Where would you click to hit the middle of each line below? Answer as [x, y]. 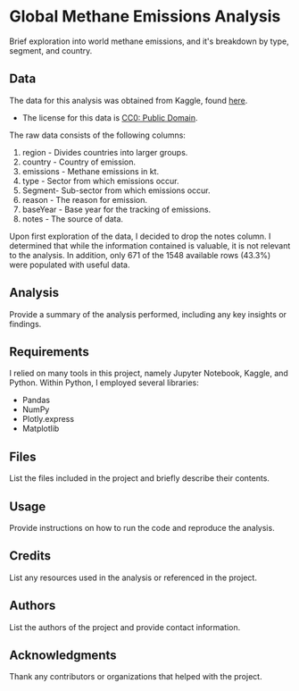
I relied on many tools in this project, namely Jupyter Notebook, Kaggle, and [149, 374]
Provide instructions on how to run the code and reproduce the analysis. [142, 528]
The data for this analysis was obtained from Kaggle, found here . [129, 100]
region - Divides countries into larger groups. [105, 152]
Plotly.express [48, 419]
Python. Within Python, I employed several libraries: [104, 383]
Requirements [49, 352]
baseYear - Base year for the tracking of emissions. [116, 209]
